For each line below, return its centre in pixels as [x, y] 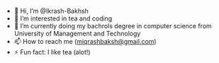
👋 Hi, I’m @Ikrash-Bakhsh [51, 11]
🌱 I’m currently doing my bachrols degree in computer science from [113, 26]
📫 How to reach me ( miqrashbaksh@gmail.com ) [85, 41]
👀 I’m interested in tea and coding [63, 18]
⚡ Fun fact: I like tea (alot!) [52, 52]
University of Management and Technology [77, 33]
